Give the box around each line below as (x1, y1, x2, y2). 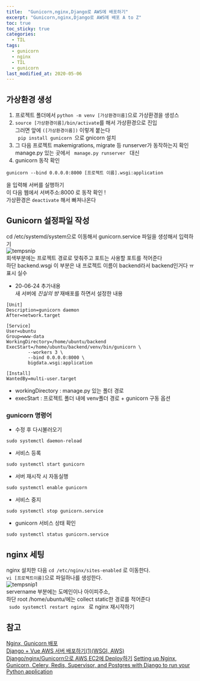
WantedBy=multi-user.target (6, 375, 77, 382)
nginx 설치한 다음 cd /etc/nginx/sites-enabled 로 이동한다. (6, 566, 151, 574)
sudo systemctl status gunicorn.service (6, 531, 110, 537)
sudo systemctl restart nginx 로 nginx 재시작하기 (8, 603, 135, 610)
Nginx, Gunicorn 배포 (6, 639, 58, 647)
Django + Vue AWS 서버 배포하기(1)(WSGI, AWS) (6, 647, 125, 654)
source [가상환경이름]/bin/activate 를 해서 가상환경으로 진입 (14, 119, 158, 127)
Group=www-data (6, 333, 45, 340)
